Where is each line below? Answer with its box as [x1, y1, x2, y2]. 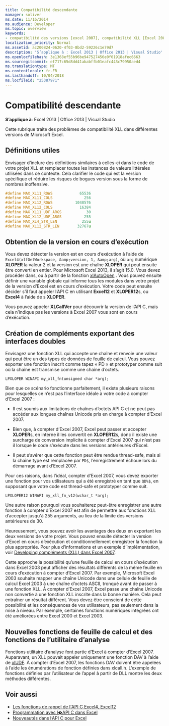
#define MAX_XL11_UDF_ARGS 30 [5, 210, 92, 215]
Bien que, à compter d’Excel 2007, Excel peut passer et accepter [12, 426, 147, 432]
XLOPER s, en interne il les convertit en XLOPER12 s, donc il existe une [12, 431, 157, 438]
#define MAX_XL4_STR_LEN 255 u [5, 219, 92, 224]
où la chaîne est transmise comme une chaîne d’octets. [5, 367, 120, 373]
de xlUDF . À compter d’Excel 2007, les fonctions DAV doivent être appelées [5, 659, 161, 665]
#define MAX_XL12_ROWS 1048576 [5, 200, 92, 205]
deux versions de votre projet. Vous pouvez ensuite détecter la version [5, 534, 152, 540]
